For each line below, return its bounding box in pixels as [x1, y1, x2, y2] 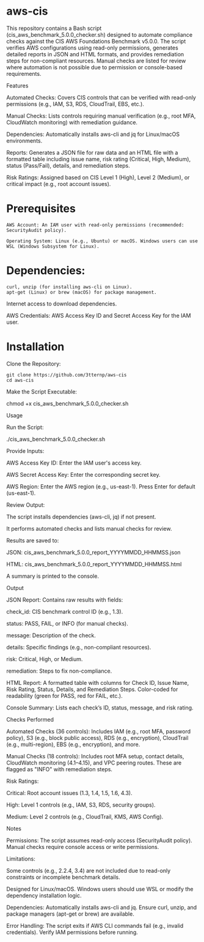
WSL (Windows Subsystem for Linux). [6, 243, 100, 249]
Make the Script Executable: [6, 387, 78, 395]
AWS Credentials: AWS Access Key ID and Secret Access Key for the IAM [6, 312, 191, 319]
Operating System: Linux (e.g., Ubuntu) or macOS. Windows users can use [6, 237, 199, 244]
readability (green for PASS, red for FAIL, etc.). [6, 692, 123, 699]
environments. [6, 136, 43, 144]
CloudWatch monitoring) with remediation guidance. [6, 118, 138, 126]
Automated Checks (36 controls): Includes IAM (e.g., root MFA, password [6, 727, 191, 735]
